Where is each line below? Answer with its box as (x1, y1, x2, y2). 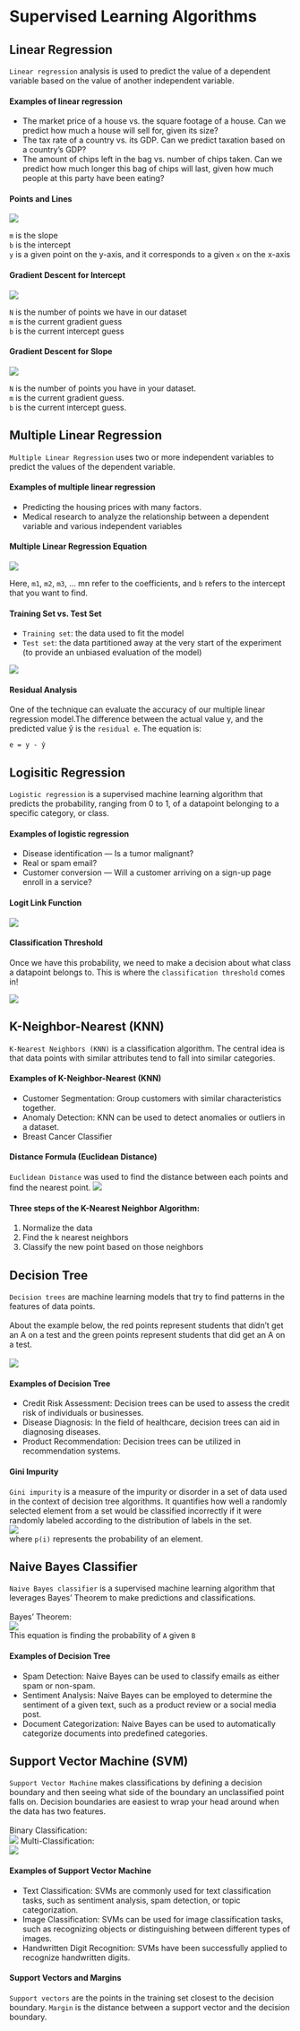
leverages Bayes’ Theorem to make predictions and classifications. (9, 1593, 256, 1603)
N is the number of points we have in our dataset (9, 307, 187, 317)
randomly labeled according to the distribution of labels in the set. (9, 1515, 253, 1525)
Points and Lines (9, 193, 73, 204)
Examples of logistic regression (9, 828, 130, 839)
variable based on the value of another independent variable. (9, 75, 235, 86)
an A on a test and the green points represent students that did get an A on (9, 1330, 286, 1341)
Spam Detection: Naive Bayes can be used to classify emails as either (21, 1671, 280, 1681)
